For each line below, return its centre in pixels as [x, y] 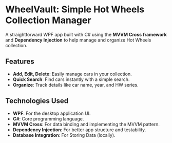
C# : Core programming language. [48, 118]
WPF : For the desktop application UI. [52, 113]
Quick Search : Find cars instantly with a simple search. [71, 79]
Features [20, 62]
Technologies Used [37, 101]
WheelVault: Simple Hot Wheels [75, 9]
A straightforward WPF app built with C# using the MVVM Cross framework [86, 34]
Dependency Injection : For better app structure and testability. [79, 130]
